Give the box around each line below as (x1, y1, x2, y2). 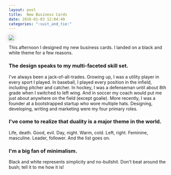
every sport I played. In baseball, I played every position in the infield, (9, 79, 152, 85)
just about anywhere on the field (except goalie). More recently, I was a (9, 95, 155, 101)
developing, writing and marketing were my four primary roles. (9, 106, 138, 112)
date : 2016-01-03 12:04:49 (9, 17, 65, 22)
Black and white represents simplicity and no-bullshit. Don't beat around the (9, 159, 166, 165)
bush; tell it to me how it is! (9, 164, 64, 170)
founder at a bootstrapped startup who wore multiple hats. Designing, (9, 100, 153, 106)
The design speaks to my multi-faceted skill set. (9, 62, 129, 69)
